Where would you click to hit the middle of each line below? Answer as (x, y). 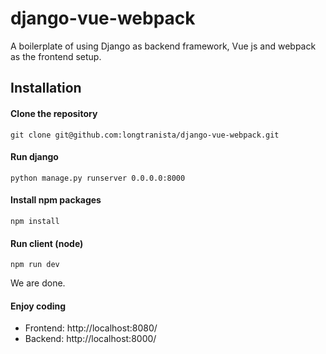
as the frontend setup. (56, 56)
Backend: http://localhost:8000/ (90, 339)
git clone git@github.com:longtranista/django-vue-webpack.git (145, 135)
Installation (46, 88)
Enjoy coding (38, 306)
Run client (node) (47, 243)
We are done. (38, 283)
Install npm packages (56, 200)
